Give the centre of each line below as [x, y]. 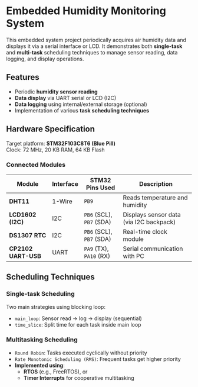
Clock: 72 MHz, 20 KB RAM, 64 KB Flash [55, 150]
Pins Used [101, 188]
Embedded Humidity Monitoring [86, 11]
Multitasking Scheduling [42, 340]
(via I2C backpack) [149, 222]
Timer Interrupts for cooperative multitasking [79, 378]
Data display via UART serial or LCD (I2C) [65, 98]
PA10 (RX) [97, 256]
